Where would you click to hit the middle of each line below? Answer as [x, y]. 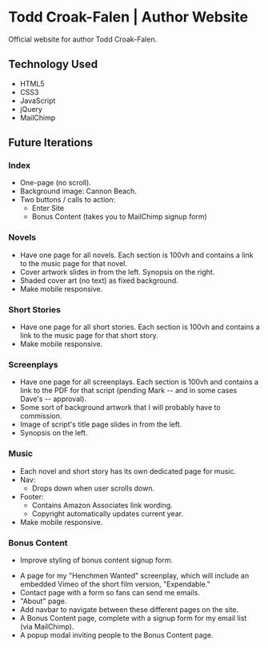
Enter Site [48, 209]
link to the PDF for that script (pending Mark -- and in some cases [128, 391]
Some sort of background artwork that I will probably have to [120, 407]
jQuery [31, 109]
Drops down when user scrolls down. [93, 488]
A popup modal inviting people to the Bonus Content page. [116, 634]
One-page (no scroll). [56, 183]
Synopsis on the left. [54, 433]
